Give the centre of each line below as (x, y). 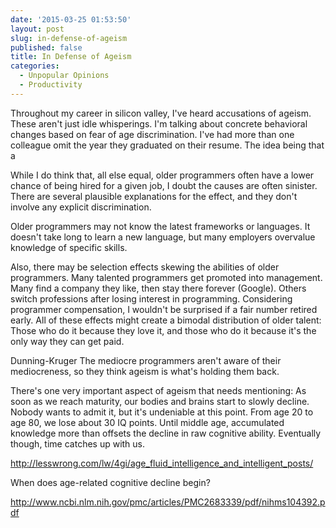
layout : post (37, 29)
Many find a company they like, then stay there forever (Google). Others (158, 288)
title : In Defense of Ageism (71, 57)
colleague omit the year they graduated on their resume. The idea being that (167, 145)
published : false (46, 47)
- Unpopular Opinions (64, 76)
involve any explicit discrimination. (81, 207)
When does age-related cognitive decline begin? (110, 482)
